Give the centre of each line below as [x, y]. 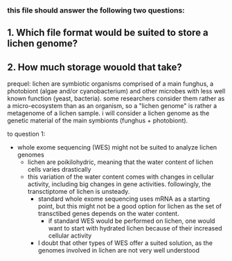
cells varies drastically [59, 170]
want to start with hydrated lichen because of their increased [135, 228]
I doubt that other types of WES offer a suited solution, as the [125, 243]
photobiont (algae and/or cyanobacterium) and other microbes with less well [116, 91]
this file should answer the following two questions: [96, 10]
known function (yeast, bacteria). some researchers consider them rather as [116, 98]
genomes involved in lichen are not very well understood [118, 251]
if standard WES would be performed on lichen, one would [132, 221]
